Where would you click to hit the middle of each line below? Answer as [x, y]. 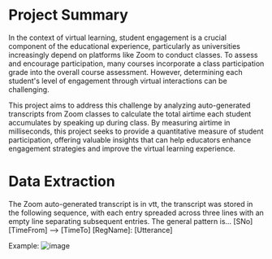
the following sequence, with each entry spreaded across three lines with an [136, 213]
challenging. [29, 89]
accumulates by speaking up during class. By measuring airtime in [119, 122]
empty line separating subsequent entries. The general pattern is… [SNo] [131, 221]
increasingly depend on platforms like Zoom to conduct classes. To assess [133, 55]
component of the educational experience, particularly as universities [125, 46]
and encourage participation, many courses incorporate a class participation [136, 64]
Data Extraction [62, 182]
